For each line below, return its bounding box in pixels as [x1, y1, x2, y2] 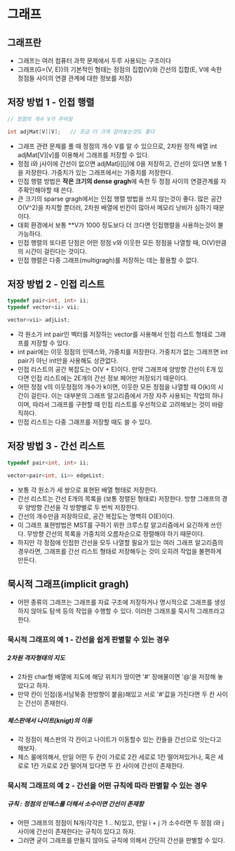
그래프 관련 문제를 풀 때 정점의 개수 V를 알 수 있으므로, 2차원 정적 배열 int [17, 142, 217, 150]
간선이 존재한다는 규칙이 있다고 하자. [36, 827, 136, 836]
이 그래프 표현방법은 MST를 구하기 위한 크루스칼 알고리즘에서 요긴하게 [17, 521, 209, 529]
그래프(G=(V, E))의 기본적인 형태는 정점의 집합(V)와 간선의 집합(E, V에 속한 [17, 65, 222, 74]
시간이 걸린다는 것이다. [25, 247, 88, 255]
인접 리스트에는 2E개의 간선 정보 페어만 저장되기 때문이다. [30, 374, 188, 382]
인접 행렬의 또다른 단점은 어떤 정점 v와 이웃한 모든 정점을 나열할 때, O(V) [17, 238, 216, 246]
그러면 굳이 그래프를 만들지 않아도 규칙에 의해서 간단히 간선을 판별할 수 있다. [17, 836, 226, 845]
